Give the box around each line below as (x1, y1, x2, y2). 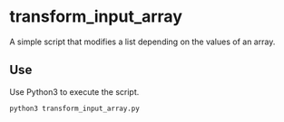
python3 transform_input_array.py (9, 104, 141, 113)
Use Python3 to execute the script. (9, 86, 140, 97)
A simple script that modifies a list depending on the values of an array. (9, 36, 276, 47)
